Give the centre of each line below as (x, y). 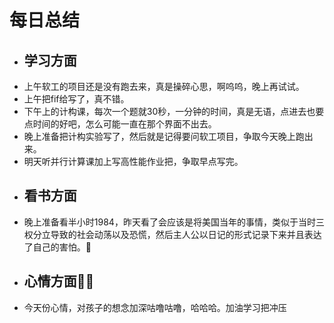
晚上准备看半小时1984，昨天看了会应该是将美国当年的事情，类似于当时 (169, 222)
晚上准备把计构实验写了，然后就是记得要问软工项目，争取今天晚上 (159, 136)
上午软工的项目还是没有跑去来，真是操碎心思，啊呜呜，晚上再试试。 (164, 86)
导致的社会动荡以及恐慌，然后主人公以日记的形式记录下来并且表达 (186, 234)
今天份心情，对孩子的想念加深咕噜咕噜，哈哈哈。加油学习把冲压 (155, 307)
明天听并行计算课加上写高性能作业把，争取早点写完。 (133, 161)
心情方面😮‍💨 (59, 281)
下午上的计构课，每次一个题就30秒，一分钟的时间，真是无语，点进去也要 (174, 111)
